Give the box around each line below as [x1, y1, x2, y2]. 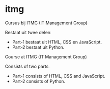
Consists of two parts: [5, 63, 50, 69]
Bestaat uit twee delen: [5, 29, 52, 35]
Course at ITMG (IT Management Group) [5, 53, 87, 60]
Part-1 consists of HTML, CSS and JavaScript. [12, 73, 106, 79]
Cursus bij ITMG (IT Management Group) [5, 20, 88, 26]
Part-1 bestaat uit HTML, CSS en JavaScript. [12, 39, 102, 45]
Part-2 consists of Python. [12, 78, 65, 84]
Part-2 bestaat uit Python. [12, 44, 65, 50]
